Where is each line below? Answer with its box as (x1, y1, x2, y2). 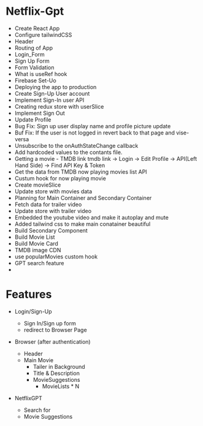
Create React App (14, 25, 60, 32)
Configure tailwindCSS (14, 31, 72, 38)
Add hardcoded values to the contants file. (14, 149, 123, 156)
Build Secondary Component (14, 227, 88, 234)
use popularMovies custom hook (14, 253, 98, 260)
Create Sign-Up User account (14, 90, 90, 97)
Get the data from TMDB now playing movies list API (14, 168, 148, 176)
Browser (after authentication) (14, 338, 91, 345)
